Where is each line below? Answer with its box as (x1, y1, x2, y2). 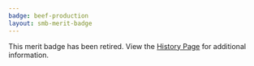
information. (8, 50, 50, 60)
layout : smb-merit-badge (8, 19, 93, 27)
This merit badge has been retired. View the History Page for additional (8, 41, 246, 51)
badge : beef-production (8, 11, 89, 20)
